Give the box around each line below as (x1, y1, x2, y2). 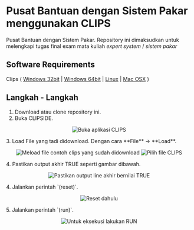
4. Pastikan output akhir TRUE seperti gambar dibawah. (6, 160, 141, 167)
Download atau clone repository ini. (14, 108, 101, 115)
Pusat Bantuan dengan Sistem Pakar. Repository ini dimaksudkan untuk (6, 36, 179, 43)
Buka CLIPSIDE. (14, 114, 53, 122)
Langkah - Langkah (6, 93, 78, 103)
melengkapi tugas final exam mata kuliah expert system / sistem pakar (6, 43, 177, 50)
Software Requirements (6, 60, 96, 70)
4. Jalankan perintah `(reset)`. (6, 183, 78, 190)
